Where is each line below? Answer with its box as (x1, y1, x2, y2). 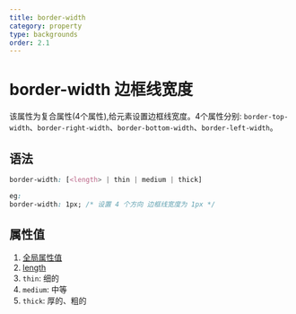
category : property (9, 22, 83, 31)
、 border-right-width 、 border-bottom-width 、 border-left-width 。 (29, 122, 278, 133)
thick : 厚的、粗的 (22, 295, 87, 306)
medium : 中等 (22, 284, 67, 295)
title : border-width (9, 13, 87, 22)
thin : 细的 (22, 273, 60, 283)
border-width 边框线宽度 (9, 80, 194, 100)
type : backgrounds (9, 30, 78, 39)
